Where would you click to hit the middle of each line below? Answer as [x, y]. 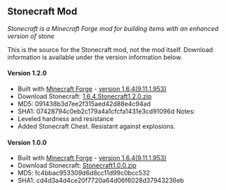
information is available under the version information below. [95, 57]
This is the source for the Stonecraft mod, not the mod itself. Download [110, 49]
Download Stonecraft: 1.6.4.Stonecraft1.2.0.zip [84, 96]
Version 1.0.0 [27, 142]
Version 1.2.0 [27, 73]
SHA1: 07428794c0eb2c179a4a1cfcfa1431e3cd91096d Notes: [106, 111]
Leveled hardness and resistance [65, 119]
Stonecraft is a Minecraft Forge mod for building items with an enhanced [113, 28]
